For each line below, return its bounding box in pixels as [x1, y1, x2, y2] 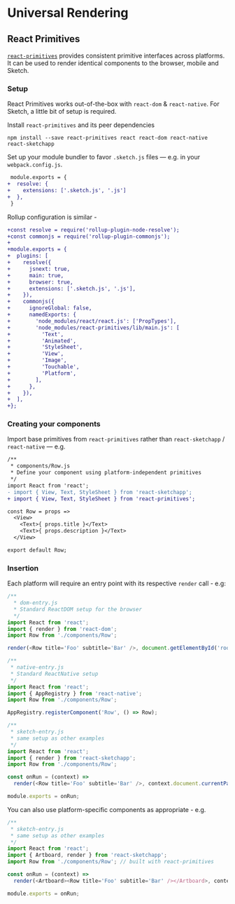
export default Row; [7, 546, 68, 554]
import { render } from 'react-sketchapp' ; [7, 755, 136, 762]
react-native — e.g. [7, 442, 66, 451]
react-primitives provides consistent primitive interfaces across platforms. [7, 51, 225, 60]
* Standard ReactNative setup [10, 670, 99, 677]
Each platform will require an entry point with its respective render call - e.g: [7, 579, 226, 587]
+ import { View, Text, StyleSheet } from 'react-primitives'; [7, 495, 196, 503]
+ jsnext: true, [7, 265, 71, 272]
